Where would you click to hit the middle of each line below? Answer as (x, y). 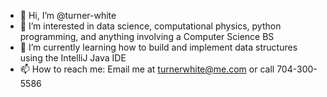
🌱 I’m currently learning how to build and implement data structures (158, 47)
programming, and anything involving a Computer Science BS (147, 36)
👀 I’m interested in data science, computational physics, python (150, 26)
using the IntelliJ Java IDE (73, 58)
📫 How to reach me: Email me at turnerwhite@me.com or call (147, 69)
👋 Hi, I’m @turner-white (68, 15)
